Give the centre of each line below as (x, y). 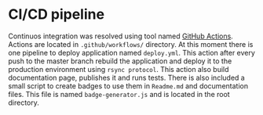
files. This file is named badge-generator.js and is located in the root (119, 94)
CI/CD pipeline (56, 14)
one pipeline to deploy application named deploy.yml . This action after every (131, 52)
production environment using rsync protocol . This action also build (119, 69)
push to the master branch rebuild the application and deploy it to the (120, 61)
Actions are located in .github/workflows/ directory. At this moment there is (131, 44)
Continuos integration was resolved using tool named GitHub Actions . (121, 36)
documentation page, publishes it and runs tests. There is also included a (126, 77)
